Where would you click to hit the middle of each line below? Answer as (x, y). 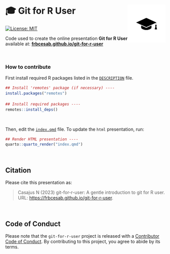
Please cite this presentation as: (39, 183)
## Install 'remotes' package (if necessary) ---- (60, 88)
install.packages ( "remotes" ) (36, 93)
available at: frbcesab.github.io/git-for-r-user (54, 44)
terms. (12, 247)
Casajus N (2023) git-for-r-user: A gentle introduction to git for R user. (91, 192)
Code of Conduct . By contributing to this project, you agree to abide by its (83, 241)
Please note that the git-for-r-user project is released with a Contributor (82, 236)
